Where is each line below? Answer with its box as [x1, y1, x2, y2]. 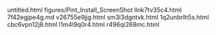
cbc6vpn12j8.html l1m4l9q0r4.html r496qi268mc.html [7, 21, 160, 28]
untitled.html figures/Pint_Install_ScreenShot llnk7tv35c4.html [7, 6, 182, 14]
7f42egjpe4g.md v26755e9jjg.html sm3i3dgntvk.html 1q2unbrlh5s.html [7, 13, 209, 21]
